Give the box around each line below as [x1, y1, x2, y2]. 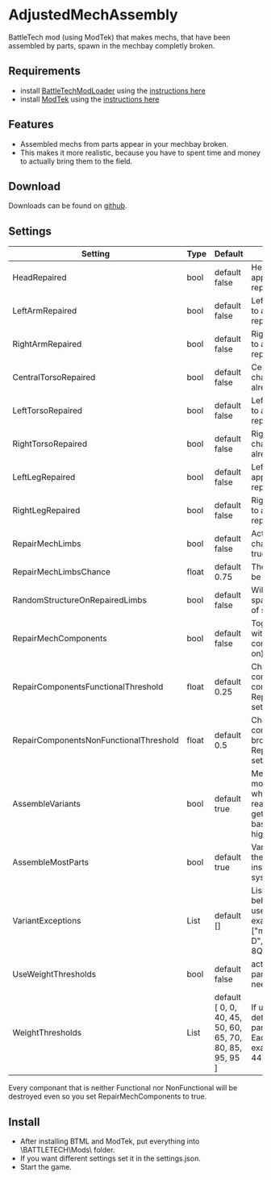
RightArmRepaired [12, 339, 82, 350]
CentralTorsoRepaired [12, 372, 96, 383]
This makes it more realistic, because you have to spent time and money [19, 148, 261, 157]
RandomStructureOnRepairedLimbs [12, 594, 147, 606]
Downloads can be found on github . [8, 201, 127, 211]
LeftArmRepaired [12, 305, 77, 316]
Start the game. [19, 1162, 73, 1171]
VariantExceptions [12, 915, 81, 927]
